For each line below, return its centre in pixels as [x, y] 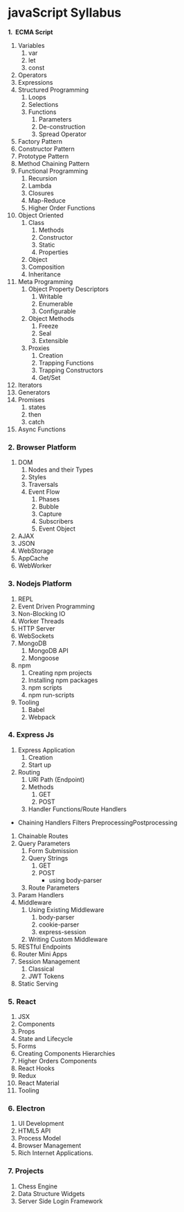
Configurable [57, 311]
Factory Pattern [40, 141]
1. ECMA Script [30, 32]
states [37, 407]
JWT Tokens [46, 976]
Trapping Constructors [71, 370]
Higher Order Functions [62, 208]
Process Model [39, 1138]
